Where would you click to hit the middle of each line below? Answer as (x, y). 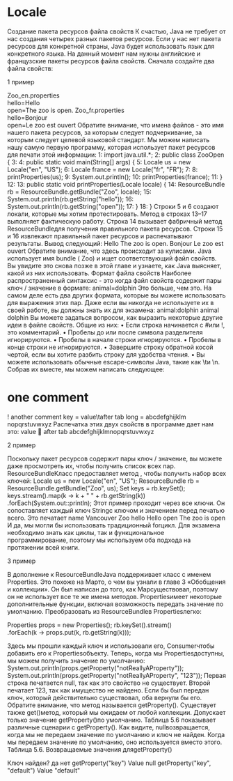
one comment (48, 397)
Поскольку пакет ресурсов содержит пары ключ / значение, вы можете (115, 458)
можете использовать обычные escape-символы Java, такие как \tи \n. (114, 362)
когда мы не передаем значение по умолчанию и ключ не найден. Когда (116, 734)
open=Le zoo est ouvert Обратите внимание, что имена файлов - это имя (116, 125)
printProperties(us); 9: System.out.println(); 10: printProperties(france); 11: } (115, 177)
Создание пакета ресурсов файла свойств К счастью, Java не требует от (116, 31)
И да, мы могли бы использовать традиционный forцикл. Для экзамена (114, 525)
